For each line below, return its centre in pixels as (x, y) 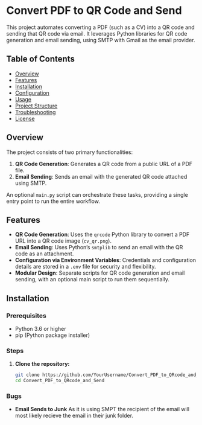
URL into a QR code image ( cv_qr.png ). (63, 241)
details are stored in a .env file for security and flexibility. (85, 267)
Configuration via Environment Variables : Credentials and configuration (106, 260)
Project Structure (36, 106)
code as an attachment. (44, 254)
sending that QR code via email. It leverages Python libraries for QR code (97, 33)
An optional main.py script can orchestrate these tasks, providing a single (97, 194)
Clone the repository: (42, 364)
